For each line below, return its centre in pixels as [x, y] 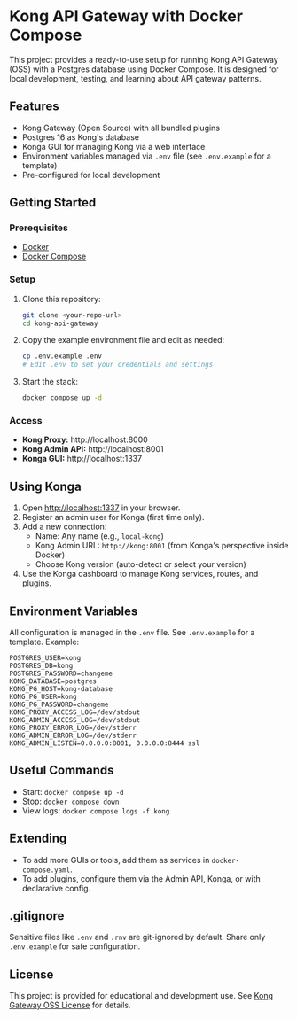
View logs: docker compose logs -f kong [96, 810]
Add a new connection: [64, 527]
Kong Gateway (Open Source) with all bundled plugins [121, 128]
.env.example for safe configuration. [75, 946]
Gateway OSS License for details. [70, 1005]
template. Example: [44, 642]
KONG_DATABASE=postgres [53, 681]
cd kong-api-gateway [60, 323]
